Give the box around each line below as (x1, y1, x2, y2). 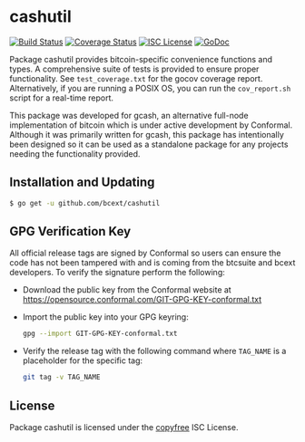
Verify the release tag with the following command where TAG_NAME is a (22, 346, 287, 357)
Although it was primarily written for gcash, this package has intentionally (9, 129, 284, 139)
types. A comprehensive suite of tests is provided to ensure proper (9, 63, 260, 74)
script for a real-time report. (9, 92, 114, 103)
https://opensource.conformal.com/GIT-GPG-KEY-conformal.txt (22, 294, 262, 305)
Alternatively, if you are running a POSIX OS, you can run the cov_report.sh (9, 82, 291, 93)
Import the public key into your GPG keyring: (22, 312, 189, 322)
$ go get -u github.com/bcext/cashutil (9, 198, 161, 207)
